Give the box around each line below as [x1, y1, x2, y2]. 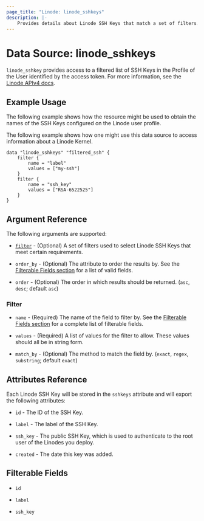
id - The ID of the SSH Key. [15, 409, 84, 416]
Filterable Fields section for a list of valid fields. [15, 266, 134, 274]
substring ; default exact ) [15, 357, 78, 364]
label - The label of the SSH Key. [15, 421, 98, 428]
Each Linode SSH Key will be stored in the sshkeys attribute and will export [6, 390, 192, 398]
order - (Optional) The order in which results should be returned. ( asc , [15, 278, 190, 286]
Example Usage [6, 97, 67, 107]
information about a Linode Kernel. [6, 138, 93, 145]
